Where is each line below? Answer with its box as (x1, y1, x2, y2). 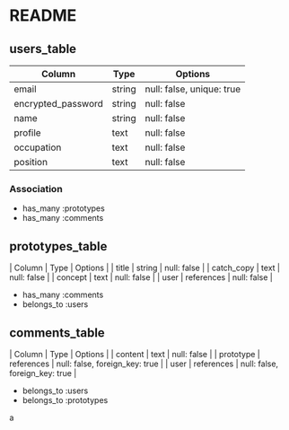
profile (13, 127, 42, 139)
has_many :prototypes (22, 203, 105, 214)
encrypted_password (13, 98, 103, 110)
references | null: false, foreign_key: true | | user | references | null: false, (9, 358, 279, 369)
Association (9, 182, 63, 195)
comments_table (9, 325, 105, 340)
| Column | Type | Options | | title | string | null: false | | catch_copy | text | (9, 262, 281, 274)
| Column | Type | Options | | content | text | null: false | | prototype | (9, 348, 260, 359)
